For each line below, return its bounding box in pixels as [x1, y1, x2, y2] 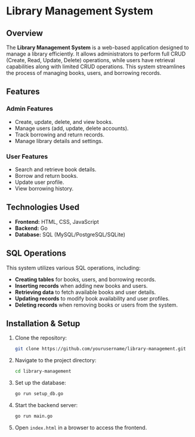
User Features [6, 152, 48, 160]
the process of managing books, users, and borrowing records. [6, 69, 162, 76]
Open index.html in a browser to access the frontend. [14, 424, 147, 431]
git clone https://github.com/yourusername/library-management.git [14, 346, 186, 352]
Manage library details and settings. [14, 137, 103, 144]
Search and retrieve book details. [14, 166, 97, 173]
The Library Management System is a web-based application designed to [6, 44, 189, 51]
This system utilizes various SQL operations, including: [6, 264, 141, 271]
